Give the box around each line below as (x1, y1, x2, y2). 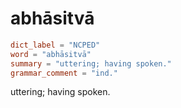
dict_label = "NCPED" (10, 40, 101, 50)
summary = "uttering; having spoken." (10, 58, 172, 69)
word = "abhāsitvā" (10, 49, 92, 59)
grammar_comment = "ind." (10, 68, 118, 78)
